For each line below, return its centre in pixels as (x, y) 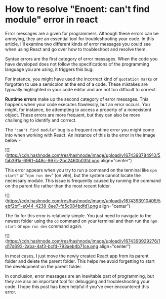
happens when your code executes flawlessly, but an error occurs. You (78, 104)
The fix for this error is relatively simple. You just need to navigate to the (78, 215)
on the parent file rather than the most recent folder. (58, 186)
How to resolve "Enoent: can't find (77, 9)
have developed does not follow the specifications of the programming (77, 64)
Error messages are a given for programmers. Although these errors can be (82, 33)
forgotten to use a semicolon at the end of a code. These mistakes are (77, 84)
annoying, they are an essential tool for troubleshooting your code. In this (80, 39)
